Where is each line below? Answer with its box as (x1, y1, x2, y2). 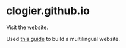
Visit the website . (6, 24, 49, 31)
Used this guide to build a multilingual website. (6, 35, 121, 42)
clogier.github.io (6, 4, 90, 18)
